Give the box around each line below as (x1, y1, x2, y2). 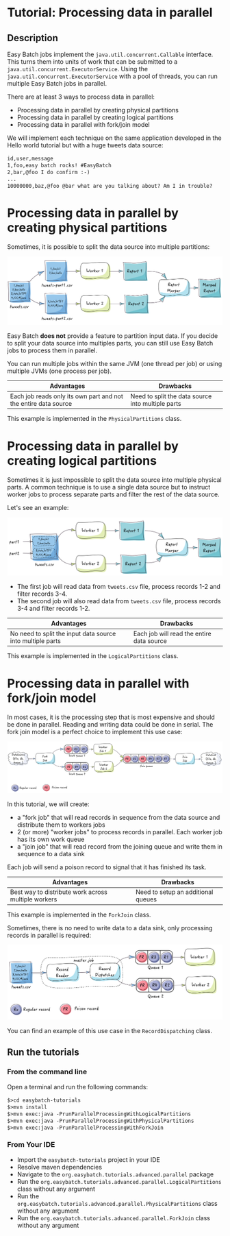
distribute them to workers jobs (16, 821, 105, 829)
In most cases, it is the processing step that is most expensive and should (7, 713, 216, 721)
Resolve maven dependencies (16, 1163, 103, 1171)
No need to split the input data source (10, 629, 116, 638)
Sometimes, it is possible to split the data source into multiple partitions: (7, 242, 210, 251)
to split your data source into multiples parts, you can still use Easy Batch (7, 339, 214, 347)
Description (7, 32, 58, 44)
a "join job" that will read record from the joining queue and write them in (16, 842, 222, 851)
